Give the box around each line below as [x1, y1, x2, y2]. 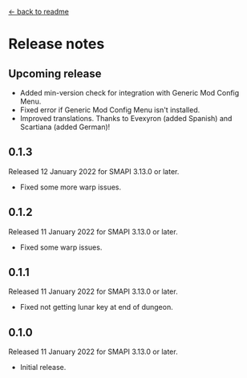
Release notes [8, 35, 105, 53]
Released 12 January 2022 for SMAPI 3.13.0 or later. [8, 166, 180, 176]
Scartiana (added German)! [19, 122, 111, 132]
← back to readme [8, 7, 70, 16]
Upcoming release [8, 67, 102, 80]
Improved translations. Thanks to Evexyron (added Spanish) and [19, 114, 233, 123]
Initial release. [19, 363, 67, 372]
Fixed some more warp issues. [19, 182, 122, 192]
